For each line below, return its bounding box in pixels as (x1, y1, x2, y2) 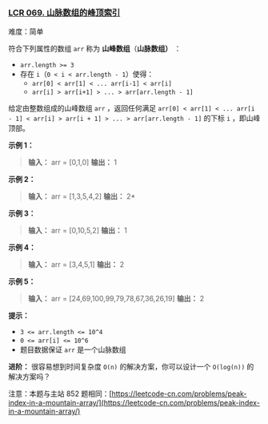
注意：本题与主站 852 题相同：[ (8, 389, 112, 398)
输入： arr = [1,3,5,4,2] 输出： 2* (27, 192, 136, 201)
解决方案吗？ (8, 372, 50, 382)
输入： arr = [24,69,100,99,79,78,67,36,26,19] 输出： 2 (27, 294, 205, 304)
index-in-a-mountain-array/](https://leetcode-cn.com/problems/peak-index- (8, 398, 260, 408)
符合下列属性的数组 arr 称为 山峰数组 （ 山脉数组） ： (8, 44, 182, 54)
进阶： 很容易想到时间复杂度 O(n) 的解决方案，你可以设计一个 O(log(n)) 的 (8, 362, 254, 372)
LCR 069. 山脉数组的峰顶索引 (8, 6, 121, 18)
